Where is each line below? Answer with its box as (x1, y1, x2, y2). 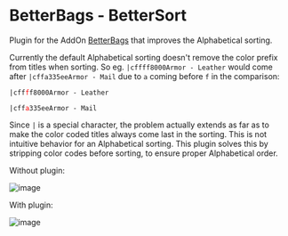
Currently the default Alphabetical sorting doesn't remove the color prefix (9, 52, 278, 62)
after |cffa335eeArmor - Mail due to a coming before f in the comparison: (9, 70, 280, 81)
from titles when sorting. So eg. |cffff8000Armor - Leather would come (9, 61, 273, 72)
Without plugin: (9, 165, 65, 175)
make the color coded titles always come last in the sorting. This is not (9, 128, 268, 139)
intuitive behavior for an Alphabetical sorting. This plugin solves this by (9, 138, 268, 149)
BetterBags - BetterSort (9, 5, 188, 26)
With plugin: (9, 199, 53, 210)
